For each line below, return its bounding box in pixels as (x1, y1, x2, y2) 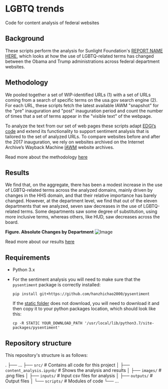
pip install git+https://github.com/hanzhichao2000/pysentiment (12, 291, 150, 297)
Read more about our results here (5, 239, 75, 245)
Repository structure (5, 339, 72, 347)
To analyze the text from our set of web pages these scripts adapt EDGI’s (5, 123, 156, 129)
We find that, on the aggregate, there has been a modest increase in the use (5, 182, 163, 188)
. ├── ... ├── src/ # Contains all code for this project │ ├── (5, 362, 130, 368)
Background (5, 34, 44, 43)
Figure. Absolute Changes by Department (5, 229, 94, 235)
